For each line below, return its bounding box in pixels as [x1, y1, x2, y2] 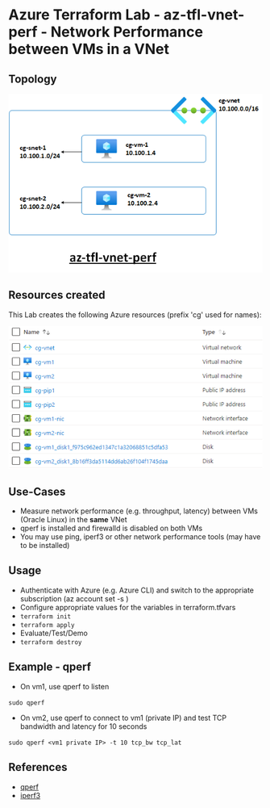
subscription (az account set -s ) [19, 593, 129, 603]
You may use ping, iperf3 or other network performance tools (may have [19, 532, 261, 542]
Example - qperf [8, 660, 91, 674]
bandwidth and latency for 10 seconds [19, 721, 147, 731]
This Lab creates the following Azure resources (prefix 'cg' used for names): [8, 309, 262, 320]
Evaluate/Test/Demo [19, 628, 89, 638]
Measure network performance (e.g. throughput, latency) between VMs [19, 506, 258, 516]
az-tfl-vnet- [164, 6, 245, 24]
